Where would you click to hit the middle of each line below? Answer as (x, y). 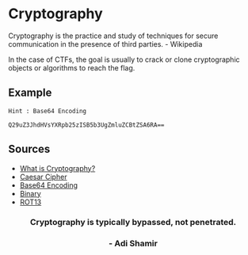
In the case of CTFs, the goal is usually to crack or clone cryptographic (124, 59)
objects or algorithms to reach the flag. (72, 67)
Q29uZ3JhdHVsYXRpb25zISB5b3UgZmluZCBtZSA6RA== (86, 125)
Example (30, 93)
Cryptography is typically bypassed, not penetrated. (133, 223)
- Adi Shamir (133, 244)
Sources (29, 149)
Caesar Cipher (43, 177)
